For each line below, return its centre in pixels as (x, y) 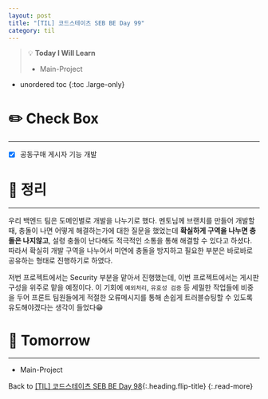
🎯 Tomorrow (49, 340)
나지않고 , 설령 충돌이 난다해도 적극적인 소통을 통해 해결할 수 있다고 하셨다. (138, 241)
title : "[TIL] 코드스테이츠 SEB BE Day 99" (77, 23)
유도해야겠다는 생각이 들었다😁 (56, 307)
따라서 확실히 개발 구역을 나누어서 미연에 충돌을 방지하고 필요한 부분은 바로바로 (131, 251)
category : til (32, 30)
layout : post (30, 16)
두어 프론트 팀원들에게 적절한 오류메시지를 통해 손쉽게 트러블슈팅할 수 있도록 (135, 298)
